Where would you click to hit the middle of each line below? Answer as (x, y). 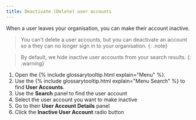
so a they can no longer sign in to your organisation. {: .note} (94, 46)
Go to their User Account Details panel (62, 105)
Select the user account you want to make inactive (76, 100)
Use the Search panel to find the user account (71, 93)
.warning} (32, 63)
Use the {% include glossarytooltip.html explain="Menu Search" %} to (100, 81)
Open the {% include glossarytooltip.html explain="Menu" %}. (90, 74)
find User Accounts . (39, 87)
